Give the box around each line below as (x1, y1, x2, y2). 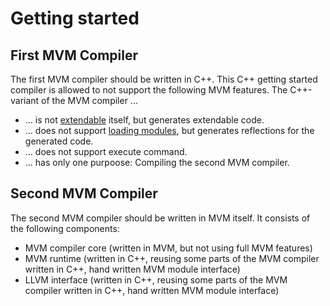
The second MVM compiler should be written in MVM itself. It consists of (10, 212, 311, 224)
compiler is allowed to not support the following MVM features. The (10, 84, 288, 96)
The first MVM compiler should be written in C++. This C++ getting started (10, 73, 318, 85)
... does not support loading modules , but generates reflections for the (24, 125, 315, 136)
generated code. (24, 135, 94, 147)
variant (10, 95, 40, 106)
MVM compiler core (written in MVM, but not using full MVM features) (24, 242, 313, 254)
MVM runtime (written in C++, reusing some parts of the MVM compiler (24, 252, 320, 264)
